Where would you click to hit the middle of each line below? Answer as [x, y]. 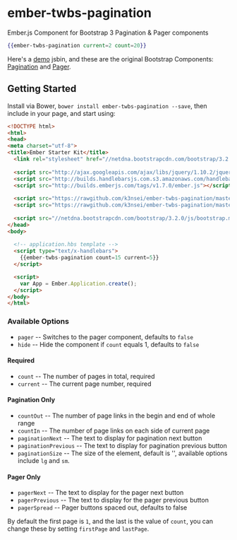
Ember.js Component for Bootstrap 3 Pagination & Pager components [108, 33]
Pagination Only [31, 400]
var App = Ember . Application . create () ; [79, 283]
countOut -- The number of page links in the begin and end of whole [116, 416]
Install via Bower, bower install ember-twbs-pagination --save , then [107, 106]
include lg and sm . [44, 460]
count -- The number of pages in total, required [86, 376]
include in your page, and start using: [61, 113]
